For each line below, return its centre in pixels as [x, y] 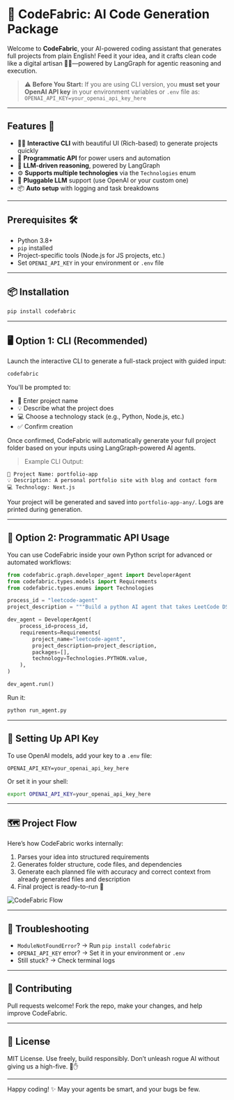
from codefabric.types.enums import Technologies [81, 588]
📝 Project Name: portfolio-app [53, 474]
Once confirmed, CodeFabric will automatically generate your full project [112, 440]
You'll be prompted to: [39, 387]
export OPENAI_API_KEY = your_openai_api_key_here [79, 794]
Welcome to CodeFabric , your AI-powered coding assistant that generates [114, 48]
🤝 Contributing [40, 989]
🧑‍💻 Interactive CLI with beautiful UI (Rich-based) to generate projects [117, 143]
